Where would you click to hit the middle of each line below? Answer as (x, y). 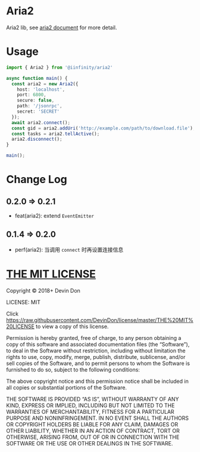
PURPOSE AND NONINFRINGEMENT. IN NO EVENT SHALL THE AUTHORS (98, 418)
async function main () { (37, 78)
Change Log (37, 179)
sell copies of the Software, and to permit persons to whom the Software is (98, 363)
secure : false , (36, 100)
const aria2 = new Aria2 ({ (45, 84)
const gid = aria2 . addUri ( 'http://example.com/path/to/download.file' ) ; (104, 128)
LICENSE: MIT (23, 302)
